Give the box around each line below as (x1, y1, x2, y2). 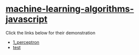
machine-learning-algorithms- (5, 3, 135, 15)
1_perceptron (12, 39, 40, 45)
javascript (5, 14, 48, 25)
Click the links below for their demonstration (5, 30, 96, 36)
